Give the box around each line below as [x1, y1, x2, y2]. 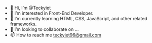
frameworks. [10, 21, 37, 27]
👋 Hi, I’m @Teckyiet [10, 5, 51, 11]
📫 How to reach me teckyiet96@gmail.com [10, 32, 101, 38]
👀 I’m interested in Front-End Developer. [10, 10, 94, 16]
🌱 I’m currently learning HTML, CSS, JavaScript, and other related [10, 16, 148, 21]
